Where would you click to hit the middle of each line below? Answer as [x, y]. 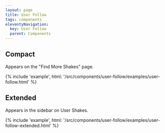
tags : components [24, 19]
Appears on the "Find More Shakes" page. [49, 66]
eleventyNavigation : [27, 24]
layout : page [19, 10]
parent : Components [30, 34]
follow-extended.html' [28, 125]
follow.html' [17, 82]
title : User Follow [26, 15]
